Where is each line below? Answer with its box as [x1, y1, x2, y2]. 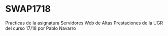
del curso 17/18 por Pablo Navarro [5, 25, 76, 31]
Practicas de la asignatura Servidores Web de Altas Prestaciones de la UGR [5, 20, 163, 26]
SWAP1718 [5, 3, 51, 15]
